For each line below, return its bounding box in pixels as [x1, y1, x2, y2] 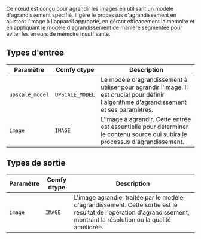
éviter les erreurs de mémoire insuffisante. [6, 30, 111, 38]
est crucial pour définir [100, 90, 165, 99]
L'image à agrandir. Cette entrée [100, 115, 191, 123]
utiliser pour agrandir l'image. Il [100, 83, 188, 91]
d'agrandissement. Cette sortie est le [74, 200, 178, 209]
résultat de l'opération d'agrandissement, [74, 208, 190, 216]
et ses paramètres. [100, 105, 154, 114]
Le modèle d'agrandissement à [100, 75, 188, 84]
